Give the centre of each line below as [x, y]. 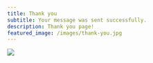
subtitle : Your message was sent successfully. [77, 20]
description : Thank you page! [51, 26]
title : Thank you [32, 13]
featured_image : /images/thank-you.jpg [65, 33]
